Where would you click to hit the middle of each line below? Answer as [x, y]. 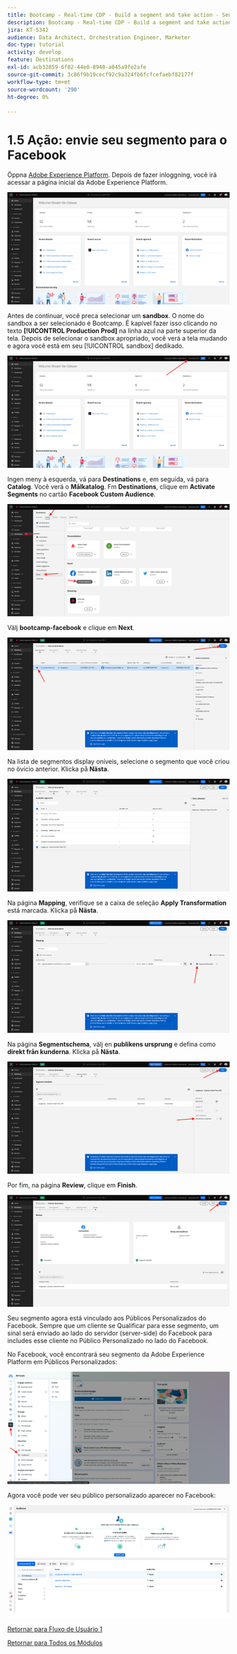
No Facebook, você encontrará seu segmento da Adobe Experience [106, 1354]
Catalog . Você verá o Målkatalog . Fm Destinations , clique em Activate [111, 487]
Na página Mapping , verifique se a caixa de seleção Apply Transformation [117, 903]
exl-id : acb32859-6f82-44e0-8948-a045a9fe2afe [77, 67]
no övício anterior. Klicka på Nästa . [58, 769]
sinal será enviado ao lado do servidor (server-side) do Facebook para [110, 1333]
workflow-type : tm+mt [39, 82]
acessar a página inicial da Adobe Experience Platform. [87, 182]
